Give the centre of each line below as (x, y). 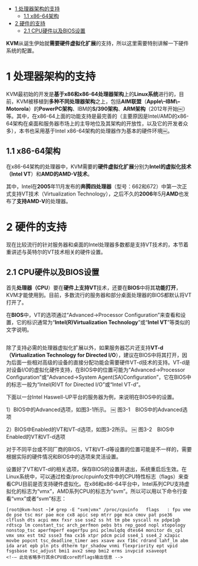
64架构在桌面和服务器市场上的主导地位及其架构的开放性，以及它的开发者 (95, 123)
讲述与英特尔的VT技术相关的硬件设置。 (58, 251)
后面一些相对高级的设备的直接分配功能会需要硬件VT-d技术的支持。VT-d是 (100, 362)
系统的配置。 (22, 51)
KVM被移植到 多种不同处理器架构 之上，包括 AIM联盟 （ (82, 101)
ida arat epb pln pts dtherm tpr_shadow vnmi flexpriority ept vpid (92, 546)
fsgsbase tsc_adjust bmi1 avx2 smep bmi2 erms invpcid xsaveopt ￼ (89, 551)
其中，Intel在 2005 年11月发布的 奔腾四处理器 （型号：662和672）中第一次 (94, 186)
